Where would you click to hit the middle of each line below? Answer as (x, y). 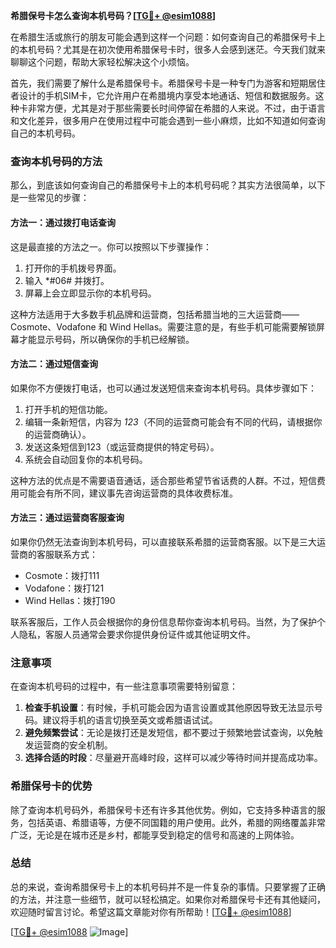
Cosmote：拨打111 (62, 575)
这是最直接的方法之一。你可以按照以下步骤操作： (111, 246)
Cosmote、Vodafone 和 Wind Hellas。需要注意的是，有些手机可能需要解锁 (163, 326)
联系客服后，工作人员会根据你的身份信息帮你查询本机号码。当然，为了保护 (163, 621)
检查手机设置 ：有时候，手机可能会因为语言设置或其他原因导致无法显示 (169, 708)
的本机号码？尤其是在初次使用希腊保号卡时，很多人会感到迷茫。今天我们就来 (168, 49)
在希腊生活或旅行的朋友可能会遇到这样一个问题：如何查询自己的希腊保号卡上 (168, 37)
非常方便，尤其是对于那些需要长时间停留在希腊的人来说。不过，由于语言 (176, 108)
